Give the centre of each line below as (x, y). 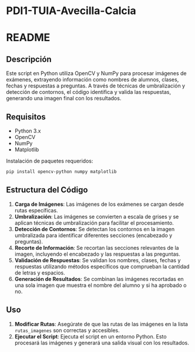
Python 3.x (28, 131)
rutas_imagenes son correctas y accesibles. (67, 330)
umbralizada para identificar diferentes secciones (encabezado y (93, 235)
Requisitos (26, 116)
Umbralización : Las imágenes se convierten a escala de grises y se (97, 216)
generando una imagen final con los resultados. (64, 99)
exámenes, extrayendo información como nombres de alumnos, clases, (93, 80)
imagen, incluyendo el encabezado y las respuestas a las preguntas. (97, 254)
